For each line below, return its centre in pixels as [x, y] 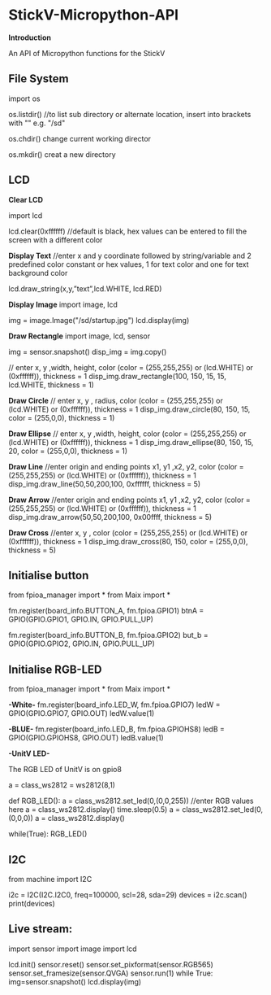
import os [24, 98]
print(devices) [32, 903]
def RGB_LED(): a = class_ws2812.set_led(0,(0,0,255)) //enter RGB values [131, 801]
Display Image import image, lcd [63, 304]
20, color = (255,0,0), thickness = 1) [68, 451]
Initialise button [49, 575]
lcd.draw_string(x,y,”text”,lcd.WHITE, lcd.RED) [85, 288]
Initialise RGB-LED [55, 669]
